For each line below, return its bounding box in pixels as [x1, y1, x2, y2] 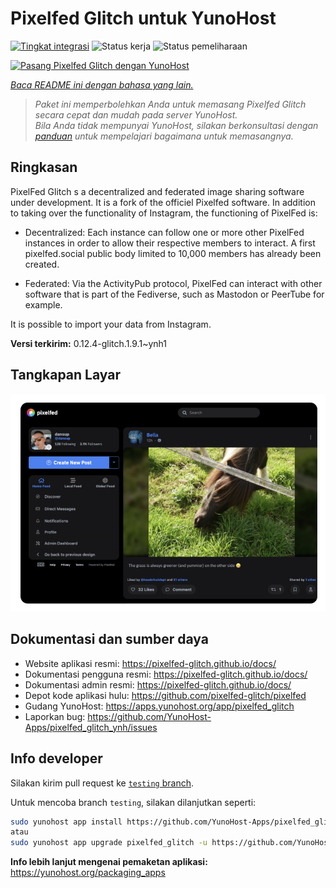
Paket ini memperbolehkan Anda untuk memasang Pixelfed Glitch [34, 98, 307, 110]
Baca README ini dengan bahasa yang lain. [10, 78, 194, 91]
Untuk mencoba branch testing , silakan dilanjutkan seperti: [10, 796, 257, 808]
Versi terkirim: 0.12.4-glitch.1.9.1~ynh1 [10, 337, 167, 349]
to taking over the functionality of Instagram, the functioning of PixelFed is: [10, 207, 318, 219]
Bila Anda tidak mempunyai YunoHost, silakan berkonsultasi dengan [34, 119, 319, 131]
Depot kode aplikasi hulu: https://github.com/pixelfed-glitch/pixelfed [24, 689, 307, 701]
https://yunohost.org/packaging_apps [10, 867, 166, 879]
